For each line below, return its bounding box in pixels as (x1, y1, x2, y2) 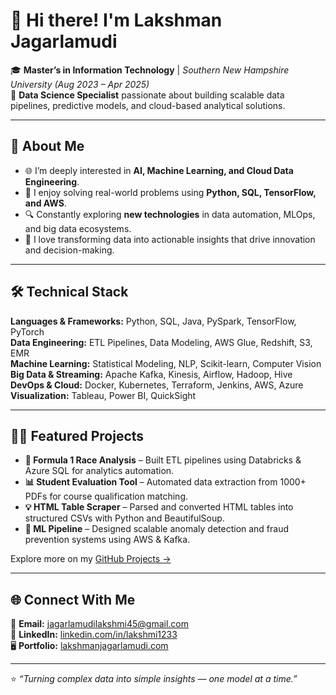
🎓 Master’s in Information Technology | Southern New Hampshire (10, 64, 290, 76)
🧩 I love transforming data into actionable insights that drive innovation (24, 233, 316, 245)
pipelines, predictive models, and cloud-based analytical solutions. (10, 99, 286, 111)
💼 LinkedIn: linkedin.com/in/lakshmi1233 (10, 629, 178, 641)
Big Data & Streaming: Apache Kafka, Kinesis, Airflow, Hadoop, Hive (10, 368, 293, 380)
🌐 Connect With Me (10, 591, 136, 608)
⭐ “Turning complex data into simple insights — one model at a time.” (10, 673, 298, 685)
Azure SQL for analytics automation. (24, 465, 175, 477)
